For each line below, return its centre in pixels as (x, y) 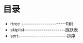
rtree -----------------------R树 (41, 24)
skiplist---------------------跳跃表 (44, 29)
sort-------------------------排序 (43, 36)
